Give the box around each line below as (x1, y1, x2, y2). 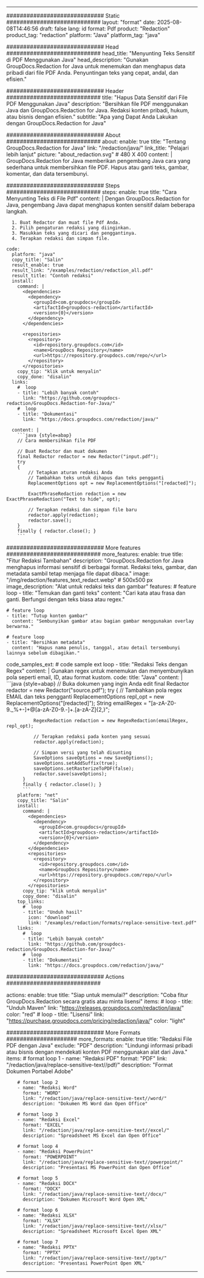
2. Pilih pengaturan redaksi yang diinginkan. (12, 225, 132, 231)
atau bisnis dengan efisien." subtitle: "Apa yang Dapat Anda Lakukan (6, 113, 178, 120)
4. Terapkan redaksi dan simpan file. (12, 235, 110, 241)
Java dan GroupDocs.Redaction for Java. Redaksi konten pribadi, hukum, (6, 107, 189, 114)
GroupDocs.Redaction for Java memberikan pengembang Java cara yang (6, 157, 191, 164)
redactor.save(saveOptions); (33, 771, 107, 777)
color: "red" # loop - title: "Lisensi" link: (6, 1010, 104, 1018)
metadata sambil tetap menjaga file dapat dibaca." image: (6, 570, 151, 577)
